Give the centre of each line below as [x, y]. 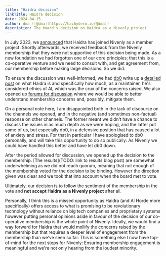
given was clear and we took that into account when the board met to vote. [82, 176]
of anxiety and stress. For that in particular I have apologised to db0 [74, 135]
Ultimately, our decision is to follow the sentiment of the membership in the [82, 186]
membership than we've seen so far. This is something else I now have [77, 238]
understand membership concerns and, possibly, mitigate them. [70, 99]
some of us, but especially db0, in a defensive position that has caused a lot [82, 130]
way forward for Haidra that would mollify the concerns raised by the [75, 227]
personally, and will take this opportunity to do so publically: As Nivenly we [81, 140]
